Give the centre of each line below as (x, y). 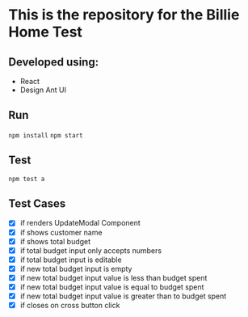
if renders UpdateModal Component (80, 223)
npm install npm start (46, 135)
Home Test (46, 32)
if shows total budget (55, 241)
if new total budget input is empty (76, 268)
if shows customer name (61, 232)
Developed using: (54, 62)
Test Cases (37, 204)
